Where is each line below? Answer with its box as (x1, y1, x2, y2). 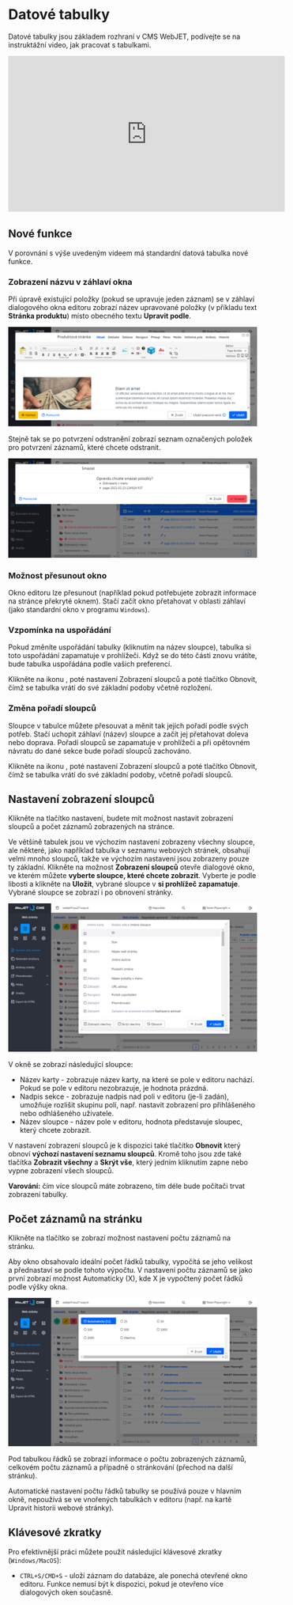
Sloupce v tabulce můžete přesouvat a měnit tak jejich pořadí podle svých (8, 721, 249, 730)
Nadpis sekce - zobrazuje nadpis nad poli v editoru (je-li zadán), (19, 1092, 229, 1101)
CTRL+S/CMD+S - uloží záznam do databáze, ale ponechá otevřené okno (19, 1570, 248, 1580)
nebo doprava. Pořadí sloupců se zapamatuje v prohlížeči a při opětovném (8, 737, 250, 747)
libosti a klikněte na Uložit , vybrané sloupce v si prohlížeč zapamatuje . (8, 880, 240, 889)
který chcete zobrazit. (19, 1125, 92, 1134)
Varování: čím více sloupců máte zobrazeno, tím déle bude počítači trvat (8, 1181, 246, 1191)
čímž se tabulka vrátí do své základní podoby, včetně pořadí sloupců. (8, 770, 234, 779)
